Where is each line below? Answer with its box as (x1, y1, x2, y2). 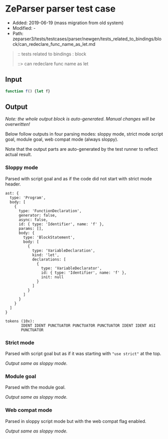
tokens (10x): (5, 319, 35, 324)
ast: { (5, 191, 19, 196)
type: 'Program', (10, 195, 46, 200)
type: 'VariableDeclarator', (41, 266, 102, 271)
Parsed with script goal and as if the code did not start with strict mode (5, 175, 152, 181)
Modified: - (12, 25, 36, 31)
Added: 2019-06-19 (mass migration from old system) (12, 20, 124, 26)
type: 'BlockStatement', (23, 235, 75, 240)
